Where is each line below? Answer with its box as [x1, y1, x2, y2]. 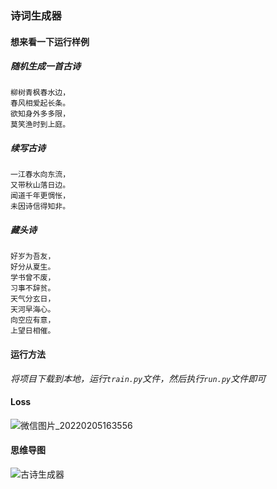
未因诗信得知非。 [10, 202, 71, 212]
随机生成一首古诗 [10, 60, 81, 72]
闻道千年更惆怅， [10, 191, 71, 201]
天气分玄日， [10, 294, 56, 304]
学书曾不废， [10, 273, 56, 283]
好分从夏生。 [10, 262, 56, 272]
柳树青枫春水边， [10, 88, 71, 98]
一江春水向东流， [10, 170, 71, 180]
